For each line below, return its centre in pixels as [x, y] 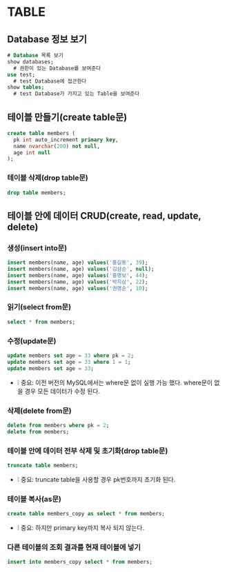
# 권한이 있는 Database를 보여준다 [57, 68]
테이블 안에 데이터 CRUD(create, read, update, [104, 215]
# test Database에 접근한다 [50, 81]
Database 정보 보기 [47, 39]
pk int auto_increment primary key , [66, 140]
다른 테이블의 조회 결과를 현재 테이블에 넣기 [74, 547]
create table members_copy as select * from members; [86, 514]
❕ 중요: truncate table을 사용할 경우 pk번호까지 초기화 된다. [96, 479]
